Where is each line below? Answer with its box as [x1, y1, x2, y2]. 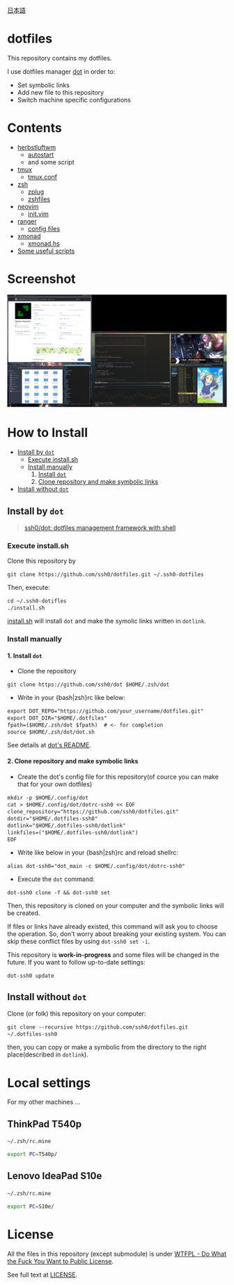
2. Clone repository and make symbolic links [7, 756, 139, 765]
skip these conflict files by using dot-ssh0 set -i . [7, 937, 150, 945]
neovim [17, 202, 39, 210]
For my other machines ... [7, 1098, 81, 1106]
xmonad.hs [27, 239, 61, 247]
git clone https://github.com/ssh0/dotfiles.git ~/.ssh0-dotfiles [7, 571, 204, 578]
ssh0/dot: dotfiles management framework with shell [24, 523, 176, 531]
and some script [27, 157, 75, 166]
